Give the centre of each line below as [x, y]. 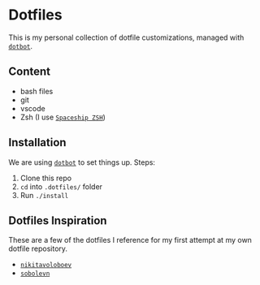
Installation [37, 142]
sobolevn [35, 274]
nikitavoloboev [46, 266]
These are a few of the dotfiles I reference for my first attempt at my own [130, 240]
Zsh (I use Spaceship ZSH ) [63, 117]
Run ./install [44, 195]
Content [30, 72]
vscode [33, 108]
